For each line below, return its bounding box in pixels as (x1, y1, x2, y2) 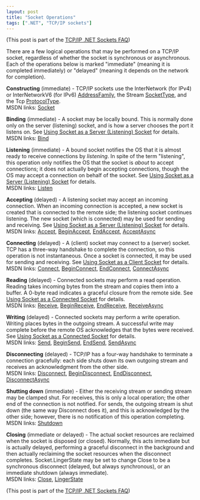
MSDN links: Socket (6, 104, 55, 111)
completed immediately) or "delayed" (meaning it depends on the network (6, 67, 189, 74)
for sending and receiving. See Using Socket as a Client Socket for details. (6, 259, 189, 266)
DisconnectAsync (6, 376, 50, 383)
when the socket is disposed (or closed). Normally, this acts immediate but (6, 438, 190, 445)
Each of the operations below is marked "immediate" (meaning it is (6, 60, 171, 68)
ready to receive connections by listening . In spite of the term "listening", (6, 153, 186, 160)
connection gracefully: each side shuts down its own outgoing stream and (6, 357, 188, 364)
